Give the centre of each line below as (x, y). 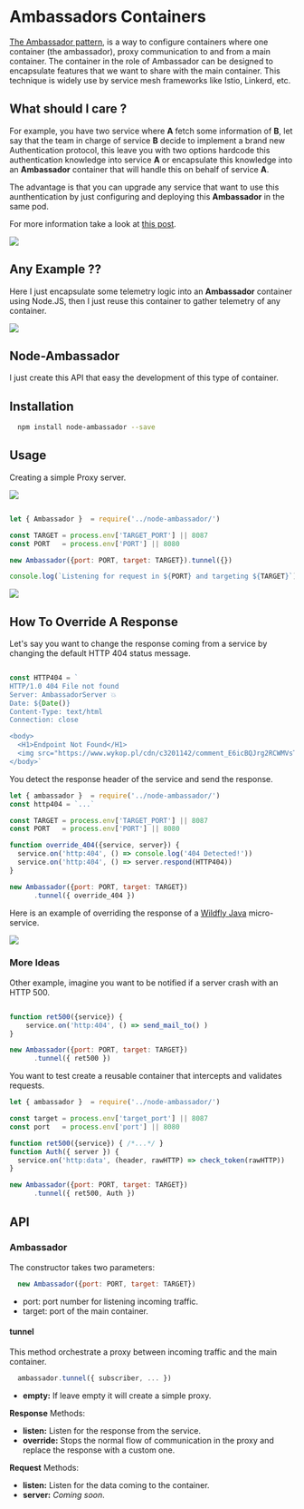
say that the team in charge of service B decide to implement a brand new (147, 140)
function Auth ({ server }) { (64, 1151)
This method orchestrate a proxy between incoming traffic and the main (143, 1352)
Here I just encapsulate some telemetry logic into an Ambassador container (151, 291)
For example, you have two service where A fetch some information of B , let (151, 131)
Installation (42, 406)
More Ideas (35, 963)
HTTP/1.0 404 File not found (64, 686)
